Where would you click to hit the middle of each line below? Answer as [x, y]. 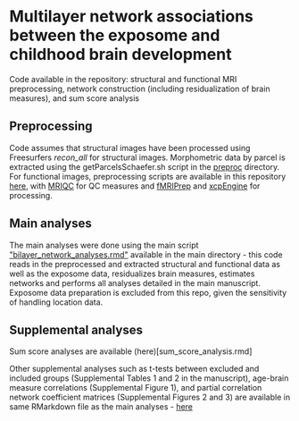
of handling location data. [56, 302]
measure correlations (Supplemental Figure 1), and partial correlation [136, 388]
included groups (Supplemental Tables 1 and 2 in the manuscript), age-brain [149, 378]
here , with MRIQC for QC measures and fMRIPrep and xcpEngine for [135, 186]
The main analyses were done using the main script [104, 245]
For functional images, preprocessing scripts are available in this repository [148, 176]
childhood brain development [120, 55]
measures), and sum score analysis [75, 98]
